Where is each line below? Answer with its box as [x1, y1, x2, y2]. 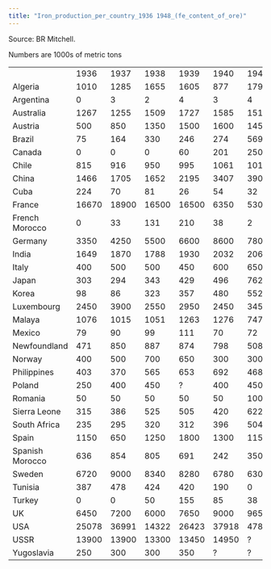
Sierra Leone [12, 405, 61, 416]
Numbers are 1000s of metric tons [8, 49, 123, 59]
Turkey [12, 494, 39, 505]
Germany [12, 235, 48, 246]
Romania [12, 392, 46, 404]
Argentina [12, 94, 50, 105]
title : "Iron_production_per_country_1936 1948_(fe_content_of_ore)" [8, 11, 248, 20]
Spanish [12, 445, 44, 456]
